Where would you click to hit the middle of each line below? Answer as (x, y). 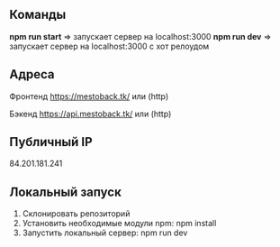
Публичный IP (51, 142)
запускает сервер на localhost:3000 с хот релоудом (109, 46)
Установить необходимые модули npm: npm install (119, 224)
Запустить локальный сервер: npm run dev (105, 233)
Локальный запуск (65, 192)
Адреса (32, 74)
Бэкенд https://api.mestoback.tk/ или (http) (90, 114)
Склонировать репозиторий (76, 214)
